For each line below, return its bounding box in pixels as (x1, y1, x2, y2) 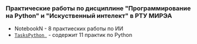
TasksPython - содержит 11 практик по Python (14, 32, 133, 39)
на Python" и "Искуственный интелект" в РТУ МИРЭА (5, 11, 172, 20)
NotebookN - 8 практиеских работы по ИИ (14, 25, 124, 32)
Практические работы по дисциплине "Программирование (5, 4, 191, 12)
